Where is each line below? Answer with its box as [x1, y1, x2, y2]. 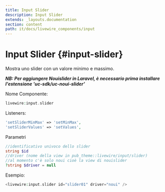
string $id [5, 148, 29, 154]
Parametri [5, 134, 26, 140]
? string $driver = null [5, 163, 56, 168]
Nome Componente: [5, 91, 48, 97]
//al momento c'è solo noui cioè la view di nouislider [5, 158, 127, 163]
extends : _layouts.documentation [5, 17, 77, 22]
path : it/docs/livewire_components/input [5, 27, 95, 32]
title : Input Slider [5, 7, 50, 13]
